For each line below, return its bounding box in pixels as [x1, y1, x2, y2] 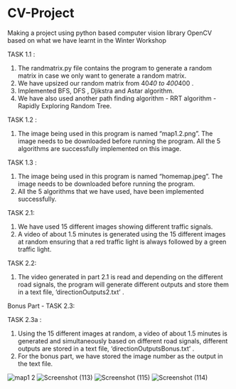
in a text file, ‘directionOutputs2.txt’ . [17, 287, 124, 296]
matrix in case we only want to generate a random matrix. [17, 71, 187, 80]
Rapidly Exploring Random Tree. [17, 101, 112, 110]
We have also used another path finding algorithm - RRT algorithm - [17, 94, 217, 103]
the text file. [17, 359, 53, 368]
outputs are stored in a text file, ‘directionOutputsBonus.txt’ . [17, 344, 195, 353]
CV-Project [7, 5, 75, 21]
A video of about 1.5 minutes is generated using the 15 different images [17, 229, 226, 238]
